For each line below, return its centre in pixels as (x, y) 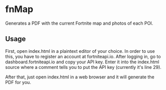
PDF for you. (18, 82)
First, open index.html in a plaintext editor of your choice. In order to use (80, 51)
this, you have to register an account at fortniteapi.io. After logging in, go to (83, 56)
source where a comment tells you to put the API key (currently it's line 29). (84, 67)
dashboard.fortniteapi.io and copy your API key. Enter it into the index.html (82, 62)
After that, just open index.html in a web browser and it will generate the (80, 77)
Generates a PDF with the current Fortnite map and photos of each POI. (79, 23)
